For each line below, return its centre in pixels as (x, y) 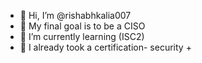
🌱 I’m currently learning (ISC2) (82, 36)
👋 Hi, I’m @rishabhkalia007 (75, 15)
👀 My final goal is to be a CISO (82, 26)
